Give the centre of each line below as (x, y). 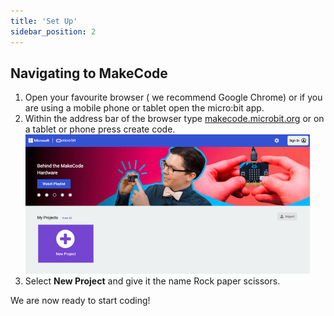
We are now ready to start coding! (80, 301)
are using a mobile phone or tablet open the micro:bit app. (144, 108)
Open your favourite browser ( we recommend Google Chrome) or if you (173, 97)
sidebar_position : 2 (53, 31)
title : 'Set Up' (44, 21)
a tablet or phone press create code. (100, 129)
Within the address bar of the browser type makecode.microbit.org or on (174, 119)
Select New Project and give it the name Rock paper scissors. (152, 281)
